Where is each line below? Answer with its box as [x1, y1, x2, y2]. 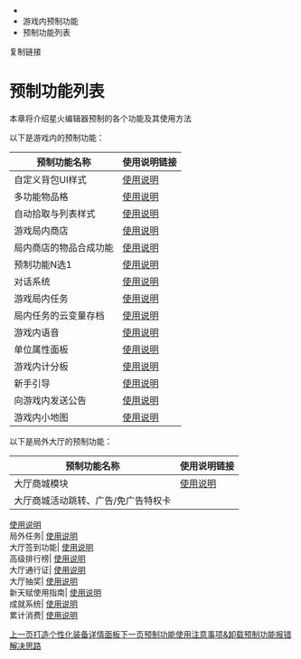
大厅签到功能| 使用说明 [9, 541, 94, 552]
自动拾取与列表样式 [14, 207, 97, 220]
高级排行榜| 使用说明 [9, 553, 86, 564]
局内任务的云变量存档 [14, 309, 106, 321]
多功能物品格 [14, 190, 70, 203]
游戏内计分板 [14, 359, 70, 372]
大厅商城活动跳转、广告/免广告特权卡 [14, 494, 172, 507]
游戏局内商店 [14, 224, 70, 236]
